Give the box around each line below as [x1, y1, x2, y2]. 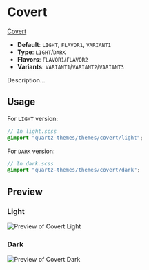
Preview [7, 186, 43, 197]
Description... [7, 75, 46, 84]
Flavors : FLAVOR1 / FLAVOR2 [17, 55, 88, 63]
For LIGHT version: [7, 114, 59, 123]
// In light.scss [7, 127, 57, 135]
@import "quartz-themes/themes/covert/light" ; [7, 134, 143, 141]
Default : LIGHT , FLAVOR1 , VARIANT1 [17, 40, 112, 48]
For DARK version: [7, 147, 55, 155]
